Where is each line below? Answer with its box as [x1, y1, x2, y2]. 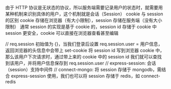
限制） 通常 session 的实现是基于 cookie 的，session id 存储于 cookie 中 [5, 24, 157, 30]
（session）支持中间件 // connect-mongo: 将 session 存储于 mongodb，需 [5, 66, 162, 73]
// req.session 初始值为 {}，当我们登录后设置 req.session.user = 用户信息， [5, 41, 163, 47]
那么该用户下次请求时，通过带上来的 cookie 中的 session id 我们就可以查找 [5, 54, 162, 60]
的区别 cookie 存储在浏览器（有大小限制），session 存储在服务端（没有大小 [5, 17, 162, 23]
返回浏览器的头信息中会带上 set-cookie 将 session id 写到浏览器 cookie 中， [5, 48, 165, 53]
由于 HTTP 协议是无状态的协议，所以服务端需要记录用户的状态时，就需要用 [5, 5, 163, 10]
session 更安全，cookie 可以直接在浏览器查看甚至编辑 [5, 30, 119, 36]
